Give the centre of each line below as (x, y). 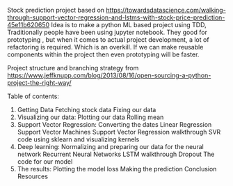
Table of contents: (33, 96)
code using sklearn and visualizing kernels (78, 139)
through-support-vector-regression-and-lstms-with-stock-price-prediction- (116, 17)
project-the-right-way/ (39, 83)
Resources (33, 176)
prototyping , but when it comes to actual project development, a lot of (109, 40)
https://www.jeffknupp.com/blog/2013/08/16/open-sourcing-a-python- (109, 75)
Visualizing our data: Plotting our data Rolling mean (90, 117)
